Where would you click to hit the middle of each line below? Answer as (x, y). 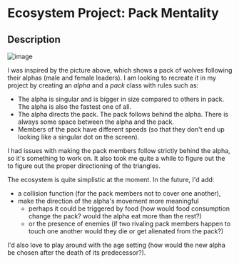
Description (34, 39)
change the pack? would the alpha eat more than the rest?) (115, 216)
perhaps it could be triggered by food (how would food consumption (129, 208)
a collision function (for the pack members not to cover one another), (119, 193)
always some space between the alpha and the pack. (96, 122)
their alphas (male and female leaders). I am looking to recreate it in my (112, 78)
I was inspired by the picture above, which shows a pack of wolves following (120, 70)
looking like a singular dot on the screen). (78, 137)
